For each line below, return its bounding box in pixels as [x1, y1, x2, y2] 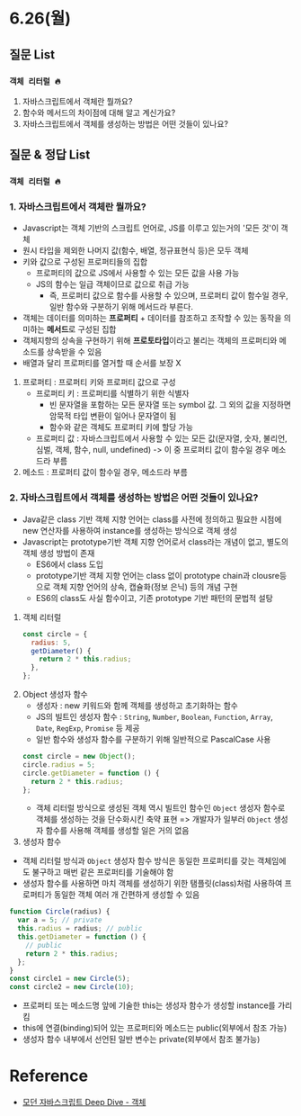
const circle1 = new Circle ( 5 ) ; [9, 974, 130, 984]
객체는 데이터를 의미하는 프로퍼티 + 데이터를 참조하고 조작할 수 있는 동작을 [22, 312, 282, 324]
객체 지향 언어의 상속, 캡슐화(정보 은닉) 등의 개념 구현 [52, 581, 238, 592]
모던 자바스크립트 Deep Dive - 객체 [22, 1097, 146, 1108]
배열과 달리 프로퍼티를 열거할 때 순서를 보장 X [22, 357, 181, 369]
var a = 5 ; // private [17, 915, 102, 925]
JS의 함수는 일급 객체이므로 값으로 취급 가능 [35, 279, 190, 290]
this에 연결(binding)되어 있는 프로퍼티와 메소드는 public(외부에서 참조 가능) [22, 1022, 288, 1033]
